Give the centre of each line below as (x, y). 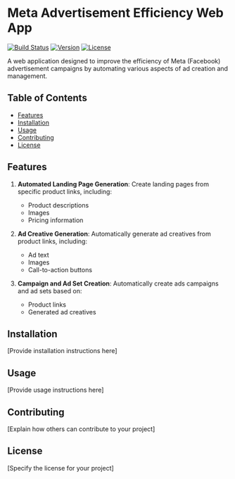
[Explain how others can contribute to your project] (81, 429)
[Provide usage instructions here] (56, 390)
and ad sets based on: (50, 290)
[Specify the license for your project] (61, 468)
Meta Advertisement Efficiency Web (115, 13)
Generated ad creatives (62, 312)
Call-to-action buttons (60, 269)
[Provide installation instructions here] (62, 351)
